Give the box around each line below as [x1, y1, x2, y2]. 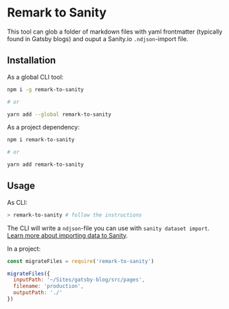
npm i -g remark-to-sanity [7, 86, 84, 93]
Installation [7, 55, 56, 66]
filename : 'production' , [13, 283, 84, 290]
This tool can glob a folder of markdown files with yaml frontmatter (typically [7, 27, 223, 36]
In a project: [7, 245, 41, 253]
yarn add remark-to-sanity [7, 161, 84, 169]
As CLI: [7, 198, 27, 206]
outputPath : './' [13, 289, 63, 296]
